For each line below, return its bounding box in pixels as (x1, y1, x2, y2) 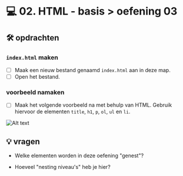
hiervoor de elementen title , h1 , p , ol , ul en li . (14, 108, 131, 115)
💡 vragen (6, 136, 40, 147)
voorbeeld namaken (6, 88, 65, 96)
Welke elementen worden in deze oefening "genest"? (14, 152, 144, 159)
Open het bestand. (14, 73, 60, 80)
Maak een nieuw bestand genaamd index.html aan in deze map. (14, 66, 171, 73)
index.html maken (6, 53, 59, 62)
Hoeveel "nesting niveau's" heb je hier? (14, 164, 111, 171)
